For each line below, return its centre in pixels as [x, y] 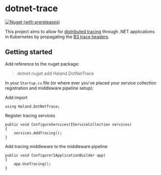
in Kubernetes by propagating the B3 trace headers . [57, 37]
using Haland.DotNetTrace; [32, 106]
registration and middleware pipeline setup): [49, 88]
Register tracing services [30, 115]
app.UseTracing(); [32, 164]
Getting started [29, 52]
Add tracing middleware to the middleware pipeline [56, 146]
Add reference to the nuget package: [42, 64]
